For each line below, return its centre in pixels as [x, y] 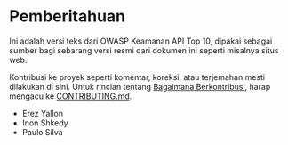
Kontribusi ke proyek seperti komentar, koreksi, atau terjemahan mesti [137, 77]
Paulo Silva [43, 132]
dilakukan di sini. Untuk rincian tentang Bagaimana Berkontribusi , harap [140, 86]
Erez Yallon [43, 113]
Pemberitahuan [68, 16]
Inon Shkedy [45, 123]
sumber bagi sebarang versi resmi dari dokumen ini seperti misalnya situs [144, 50]
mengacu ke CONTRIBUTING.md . [71, 96]
